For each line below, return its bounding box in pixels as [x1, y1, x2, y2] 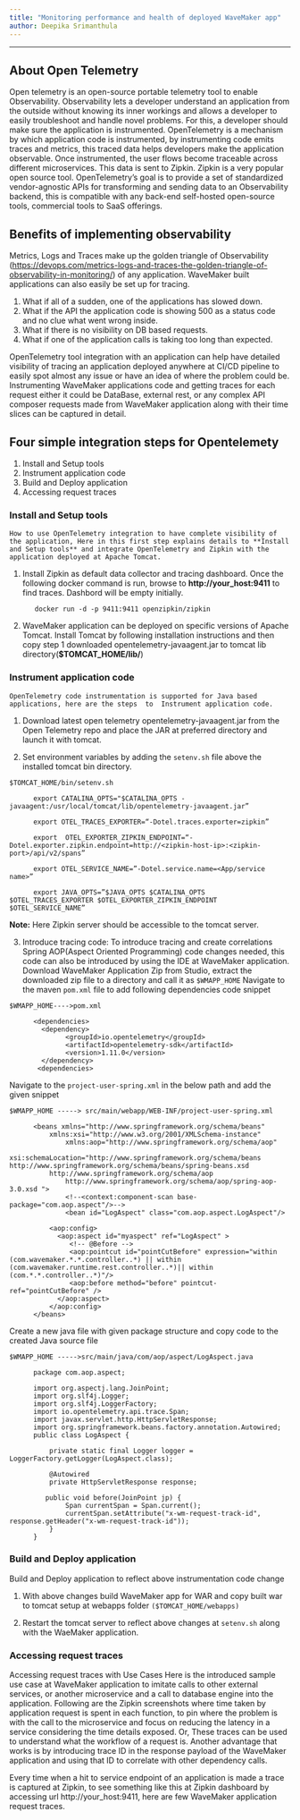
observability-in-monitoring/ [9, 269, 113, 280]
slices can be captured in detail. [9, 409, 127, 419]
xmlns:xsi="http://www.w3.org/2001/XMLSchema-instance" [48, 1130, 262, 1139]
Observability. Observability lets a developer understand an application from [9, 96, 290, 107]
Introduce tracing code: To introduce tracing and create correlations [21, 936, 273, 947]
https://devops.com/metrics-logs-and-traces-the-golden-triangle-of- [12, 260, 268, 271]
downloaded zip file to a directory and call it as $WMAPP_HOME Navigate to [21, 974, 286, 985]
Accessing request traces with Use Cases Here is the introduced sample [9, 1670, 276, 1680]
